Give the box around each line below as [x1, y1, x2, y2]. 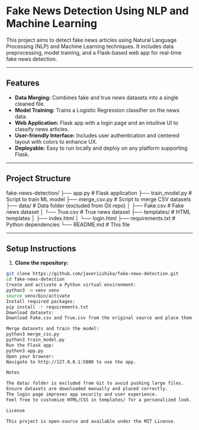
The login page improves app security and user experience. [6, 391, 158, 397]
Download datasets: [6, 309, 54, 315]
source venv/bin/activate [6, 293, 70, 299]
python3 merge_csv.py [6, 331, 60, 337]
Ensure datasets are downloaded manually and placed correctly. [6, 386, 168, 392]
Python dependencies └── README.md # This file [6, 221, 130, 228]
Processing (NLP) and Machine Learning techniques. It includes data [6, 43, 174, 50]
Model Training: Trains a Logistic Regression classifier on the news [14, 106, 179, 113]
